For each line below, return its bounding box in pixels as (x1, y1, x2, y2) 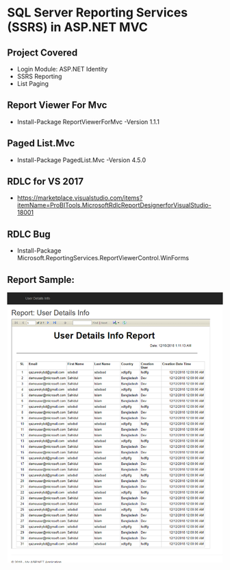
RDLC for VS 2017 (7, 176, 84, 187)
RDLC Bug (7, 228, 51, 240)
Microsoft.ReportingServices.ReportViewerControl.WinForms (16, 254, 190, 262)
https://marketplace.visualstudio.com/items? (16, 194, 143, 202)
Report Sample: (7, 273, 75, 286)
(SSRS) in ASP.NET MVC (7, 19, 149, 35)
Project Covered (7, 47, 78, 58)
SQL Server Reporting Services (7, 5, 188, 21)
